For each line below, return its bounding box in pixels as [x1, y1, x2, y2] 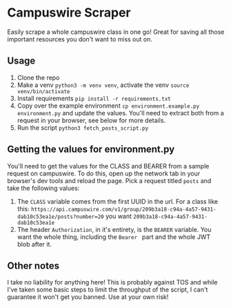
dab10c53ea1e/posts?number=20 [17, 213, 105, 220]
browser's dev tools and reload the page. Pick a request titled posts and [7, 176, 212, 184]
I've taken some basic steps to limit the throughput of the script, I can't [7, 285, 208, 294]
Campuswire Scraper [7, 5, 131, 21]
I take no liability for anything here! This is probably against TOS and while [7, 278, 218, 287]
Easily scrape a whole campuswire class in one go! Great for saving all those [7, 28, 225, 36]
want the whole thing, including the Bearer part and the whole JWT [17, 233, 211, 241]
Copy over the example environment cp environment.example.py [17, 102, 200, 110]
